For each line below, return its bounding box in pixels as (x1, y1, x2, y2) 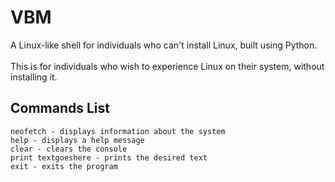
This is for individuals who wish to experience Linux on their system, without (10, 60, 325, 72)
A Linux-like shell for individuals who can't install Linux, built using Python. (10, 39, 318, 51)
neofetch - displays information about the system (10, 126, 226, 136)
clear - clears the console (10, 144, 128, 154)
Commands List (10, 100, 110, 117)
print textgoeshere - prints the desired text (10, 152, 208, 163)
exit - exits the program (10, 161, 118, 171)
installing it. (10, 71, 58, 83)
